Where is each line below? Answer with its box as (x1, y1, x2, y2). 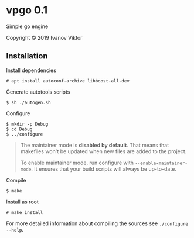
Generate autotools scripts (6, 88, 70, 95)
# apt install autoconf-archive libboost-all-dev (6, 78, 130, 84)
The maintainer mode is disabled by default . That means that (20, 142, 169, 149)
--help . (6, 226, 23, 233)
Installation (6, 51, 48, 61)
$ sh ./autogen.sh (6, 99, 51, 105)
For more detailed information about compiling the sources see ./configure (6, 220, 189, 227)
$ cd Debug (6, 126, 33, 132)
